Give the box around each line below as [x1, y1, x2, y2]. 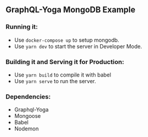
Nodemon [14, 125, 39, 132]
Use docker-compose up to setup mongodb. [14, 36, 120, 44]
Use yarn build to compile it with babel [14, 71, 112, 78]
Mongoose [14, 112, 41, 120]
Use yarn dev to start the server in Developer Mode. [14, 42, 143, 50]
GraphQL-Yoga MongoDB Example [5, 5, 135, 15]
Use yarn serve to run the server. [14, 77, 96, 84]
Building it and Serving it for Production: [5, 57, 125, 66]
